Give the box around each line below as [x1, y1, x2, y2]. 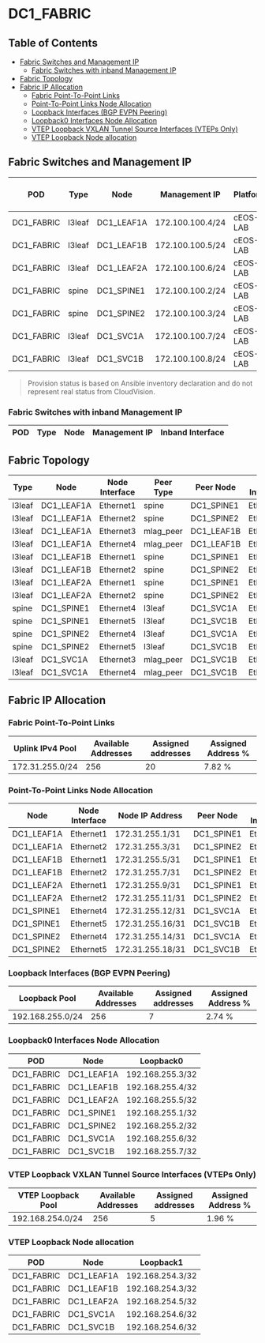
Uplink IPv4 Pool [13, 743, 77, 754]
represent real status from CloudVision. [27, 386, 155, 396]
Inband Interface [160, 427, 225, 438]
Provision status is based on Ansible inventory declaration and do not [27, 378, 253, 388]
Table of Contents [8, 36, 99, 50]
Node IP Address [118, 810, 183, 821]
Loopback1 [140, 1257, 184, 1268]
